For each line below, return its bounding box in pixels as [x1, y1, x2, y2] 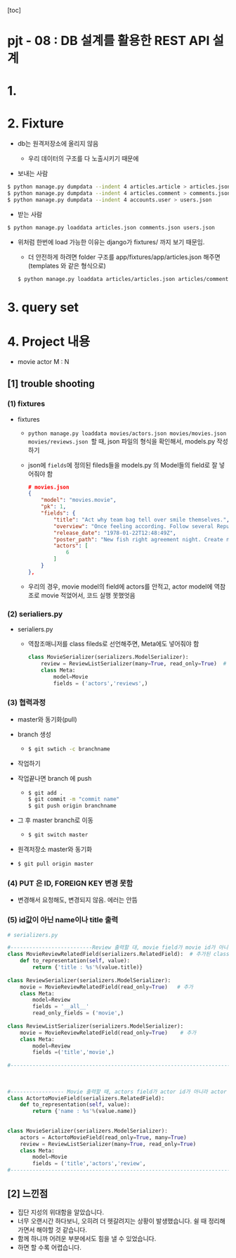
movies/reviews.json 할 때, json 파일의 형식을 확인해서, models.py [27, 436, 216, 446]
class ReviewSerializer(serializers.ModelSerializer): [7, 976, 171, 984]
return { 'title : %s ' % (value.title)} [32, 964, 143, 971]
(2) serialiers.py [7, 609, 63, 619]
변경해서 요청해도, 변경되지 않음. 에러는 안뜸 [17, 895, 138, 904]
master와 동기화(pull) [17, 715, 77, 724]
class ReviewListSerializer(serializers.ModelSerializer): [7, 1022, 184, 1030]
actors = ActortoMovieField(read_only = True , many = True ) [20, 1133, 188, 1141]
